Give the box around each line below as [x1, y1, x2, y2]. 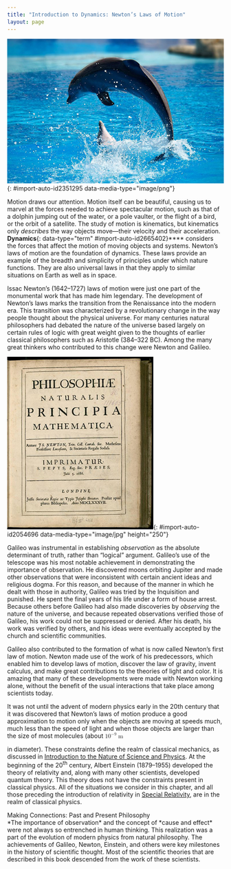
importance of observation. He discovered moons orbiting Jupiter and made [7, 566, 223, 574]
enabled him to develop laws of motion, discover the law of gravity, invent [7, 660, 217, 668]
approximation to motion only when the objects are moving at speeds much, [7, 717, 223, 725]
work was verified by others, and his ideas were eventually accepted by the [7, 625, 221, 633]
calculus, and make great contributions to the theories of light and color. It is [7, 667, 223, 676]
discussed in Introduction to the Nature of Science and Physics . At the [7, 752, 206, 761]
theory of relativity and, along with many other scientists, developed [7, 768, 200, 777]
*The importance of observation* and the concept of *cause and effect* [7, 818, 213, 826]
